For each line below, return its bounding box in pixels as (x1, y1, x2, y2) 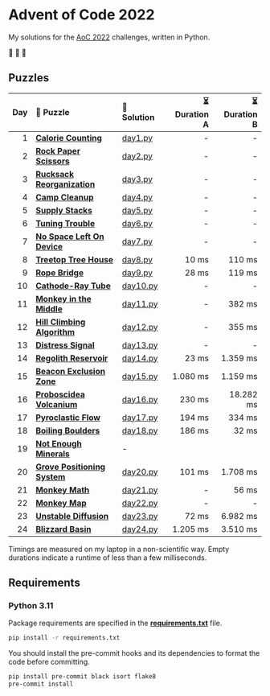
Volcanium (35, 398, 78, 410)
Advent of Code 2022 (8, 6, 155, 24)
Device (35, 241, 63, 252)
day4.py (121, 192, 153, 203)
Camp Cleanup (35, 192, 94, 203)
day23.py (121, 510, 158, 521)
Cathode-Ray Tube (35, 280, 111, 291)
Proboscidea (35, 389, 86, 400)
